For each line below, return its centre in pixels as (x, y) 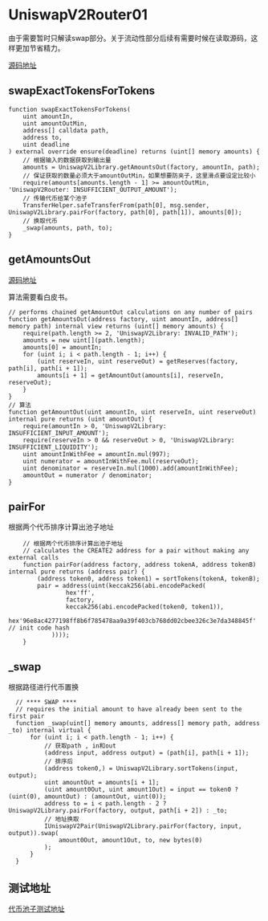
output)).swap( (34, 833)
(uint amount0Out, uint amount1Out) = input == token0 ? (141, 790)
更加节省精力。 (40, 48)
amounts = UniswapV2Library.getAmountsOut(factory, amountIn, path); (142, 167)
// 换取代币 (40, 221)
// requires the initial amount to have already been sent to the (129, 709)
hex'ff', (80, 593)
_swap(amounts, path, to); (68, 228)
